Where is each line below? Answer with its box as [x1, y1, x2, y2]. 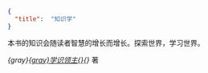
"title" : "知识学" [14, 14, 76, 23]
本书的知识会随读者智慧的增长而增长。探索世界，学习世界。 [7, 38, 205, 47]
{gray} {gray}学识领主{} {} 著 [7, 55, 100, 64]
